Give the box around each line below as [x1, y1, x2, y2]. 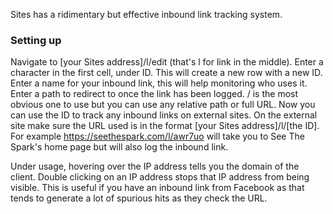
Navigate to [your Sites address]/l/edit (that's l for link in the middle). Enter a [10, 56, 324, 68]
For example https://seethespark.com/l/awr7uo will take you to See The [10, 130, 305, 143]
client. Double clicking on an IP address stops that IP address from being [10, 171, 310, 183]
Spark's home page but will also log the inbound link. [10, 141, 229, 153]
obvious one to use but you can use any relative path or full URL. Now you [10, 99, 316, 111]
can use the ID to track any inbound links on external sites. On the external [10, 109, 318, 121]
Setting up [10, 33, 62, 47]
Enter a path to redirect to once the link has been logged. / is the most [10, 88, 299, 100]
